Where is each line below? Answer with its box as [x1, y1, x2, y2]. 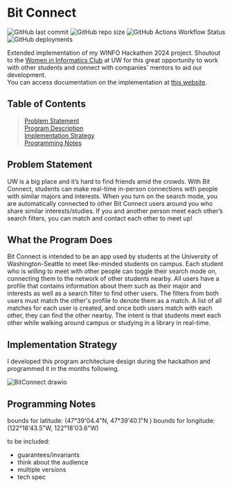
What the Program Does [7, 234, 113, 245]
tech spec [17, 473, 46, 481]
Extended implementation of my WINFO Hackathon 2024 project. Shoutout [7, 49, 221, 57]
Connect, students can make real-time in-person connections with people [7, 184, 218, 193]
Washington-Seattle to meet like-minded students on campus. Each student [7, 260, 224, 268]
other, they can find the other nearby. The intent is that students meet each [7, 311, 222, 320]
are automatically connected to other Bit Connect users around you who [7, 199, 213, 207]
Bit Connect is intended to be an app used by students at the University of [7, 252, 218, 261]
